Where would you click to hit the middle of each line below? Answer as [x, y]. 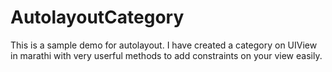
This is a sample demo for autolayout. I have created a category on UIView [164, 45]
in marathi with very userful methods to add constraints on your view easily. [166, 55]
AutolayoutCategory [97, 17]
